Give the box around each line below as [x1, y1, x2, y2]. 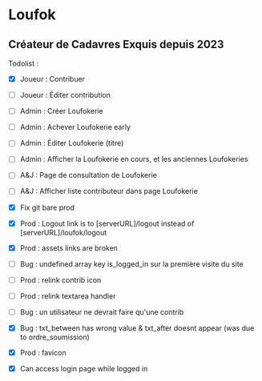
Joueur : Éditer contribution [19, 90, 111, 100]
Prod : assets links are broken [19, 243, 119, 253]
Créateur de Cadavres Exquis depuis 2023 [8, 38, 224, 51]
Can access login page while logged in [19, 364, 148, 374]
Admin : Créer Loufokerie [19, 106, 103, 116]
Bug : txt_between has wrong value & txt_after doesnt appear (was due [19, 323, 255, 333]
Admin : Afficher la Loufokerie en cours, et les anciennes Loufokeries [19, 154, 248, 164]
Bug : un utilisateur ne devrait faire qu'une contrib [19, 307, 184, 317]
